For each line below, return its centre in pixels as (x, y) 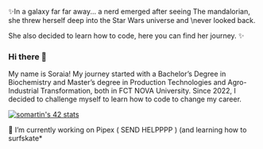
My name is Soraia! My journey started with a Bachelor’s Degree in (117, 74)
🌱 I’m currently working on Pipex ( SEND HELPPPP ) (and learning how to (128, 130)
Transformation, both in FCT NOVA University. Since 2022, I (138, 91)
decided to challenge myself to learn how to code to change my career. (125, 99)
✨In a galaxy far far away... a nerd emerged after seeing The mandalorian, (129, 11)
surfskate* (25, 139)
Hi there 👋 (28, 56)
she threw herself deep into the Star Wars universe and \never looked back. (132, 20)
